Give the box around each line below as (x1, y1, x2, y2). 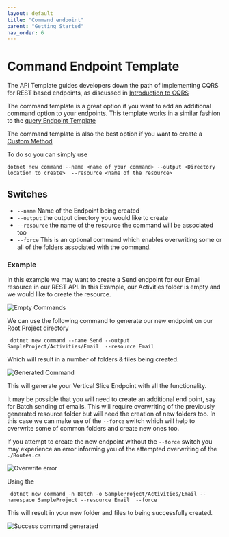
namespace (7, 497, 36, 504)
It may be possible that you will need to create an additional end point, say (7, 395, 217, 403)
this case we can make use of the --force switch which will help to (7, 417, 196, 425)
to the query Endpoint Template (7, 117, 96, 125)
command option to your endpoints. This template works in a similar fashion (7, 109, 221, 117)
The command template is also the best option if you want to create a (7, 130, 203, 138)
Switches (7, 188, 48, 200)
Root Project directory (7, 324, 69, 333)
